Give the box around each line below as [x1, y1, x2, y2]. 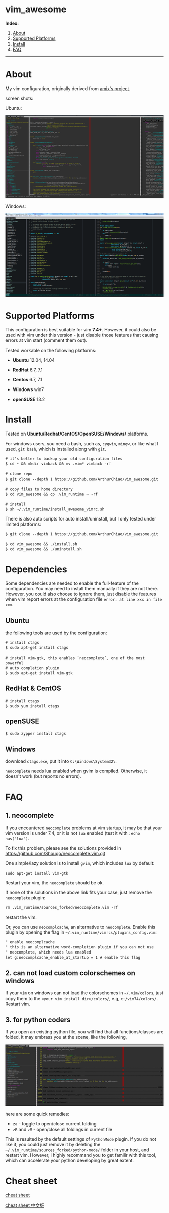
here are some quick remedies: [5, 1111, 69, 1117]
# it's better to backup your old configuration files [5, 456, 123, 461]
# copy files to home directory [5, 487, 73, 492]
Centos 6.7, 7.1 [12, 377, 43, 383]
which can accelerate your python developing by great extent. [5, 1157, 134, 1163]
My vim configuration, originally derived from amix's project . [5, 85, 131, 92]
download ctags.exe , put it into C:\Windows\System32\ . [5, 758, 117, 764]
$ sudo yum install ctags [5, 703, 59, 709]
